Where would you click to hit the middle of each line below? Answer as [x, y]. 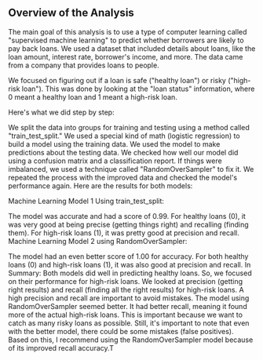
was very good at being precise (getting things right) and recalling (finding [128, 224]
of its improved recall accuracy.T [61, 347]
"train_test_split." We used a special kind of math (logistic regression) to [124, 136]
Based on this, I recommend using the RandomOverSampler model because [131, 340]
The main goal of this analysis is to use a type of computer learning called [128, 31]
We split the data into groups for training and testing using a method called [129, 127]
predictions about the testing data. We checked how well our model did [123, 152]
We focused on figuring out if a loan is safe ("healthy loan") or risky [117, 80]
